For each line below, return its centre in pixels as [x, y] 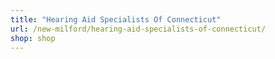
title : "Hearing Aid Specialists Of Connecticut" [116, 19]
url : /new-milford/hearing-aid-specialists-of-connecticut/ [138, 29]
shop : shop [33, 38]
